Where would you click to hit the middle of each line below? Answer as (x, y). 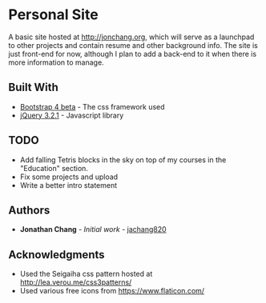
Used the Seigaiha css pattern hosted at (86, 274)
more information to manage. (56, 62)
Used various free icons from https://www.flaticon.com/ (112, 291)
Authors (29, 210)
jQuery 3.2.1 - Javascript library (72, 115)
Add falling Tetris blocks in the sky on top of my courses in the (123, 159)
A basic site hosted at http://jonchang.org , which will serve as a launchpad (131, 37)
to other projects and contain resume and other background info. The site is (133, 45)
